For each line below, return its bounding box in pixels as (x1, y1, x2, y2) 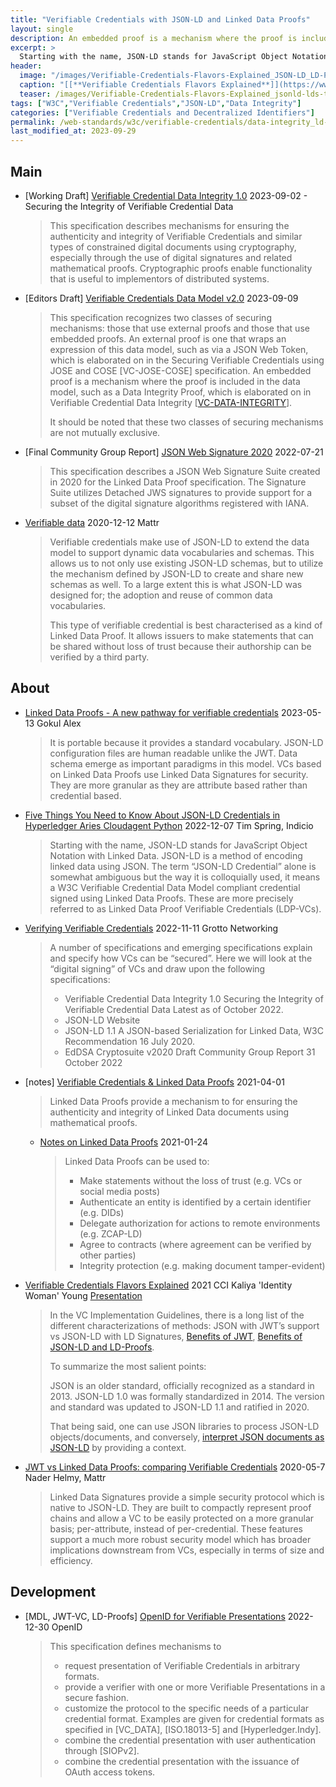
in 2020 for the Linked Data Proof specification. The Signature (49, 476, 307, 488)
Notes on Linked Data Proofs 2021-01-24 (39, 1136, 208, 1148)
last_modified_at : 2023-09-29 (10, 126, 137, 136)
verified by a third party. (49, 651, 150, 663)
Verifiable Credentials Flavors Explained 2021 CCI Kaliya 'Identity (24, 1279, 293, 1291)
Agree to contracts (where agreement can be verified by (79, 1238, 312, 1250)
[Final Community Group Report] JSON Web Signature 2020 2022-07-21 (24, 446, 324, 458)
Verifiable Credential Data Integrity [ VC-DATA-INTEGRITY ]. (49, 396, 293, 408)
